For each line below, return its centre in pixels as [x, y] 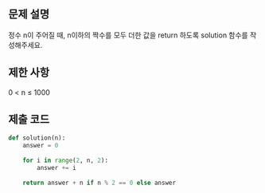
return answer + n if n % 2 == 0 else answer [99, 183]
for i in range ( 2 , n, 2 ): [66, 161]
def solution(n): [37, 138]
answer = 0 [41, 146]
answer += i [57, 167]
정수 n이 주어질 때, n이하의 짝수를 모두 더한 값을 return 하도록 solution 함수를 [128, 35]
